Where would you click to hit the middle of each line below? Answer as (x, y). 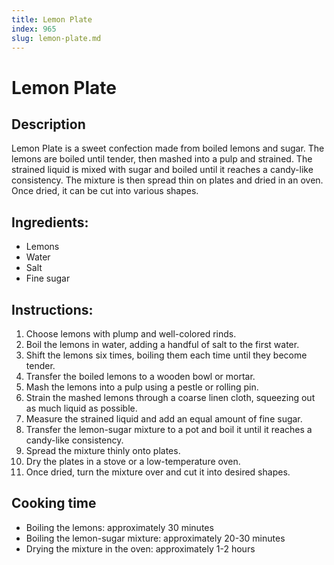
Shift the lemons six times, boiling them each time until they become (166, 355)
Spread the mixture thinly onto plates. (103, 450)
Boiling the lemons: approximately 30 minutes (119, 527)
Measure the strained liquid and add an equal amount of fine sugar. (164, 419)
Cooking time (54, 503)
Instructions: (52, 309)
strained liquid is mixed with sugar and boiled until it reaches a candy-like (162, 170)
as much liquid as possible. (81, 408)
